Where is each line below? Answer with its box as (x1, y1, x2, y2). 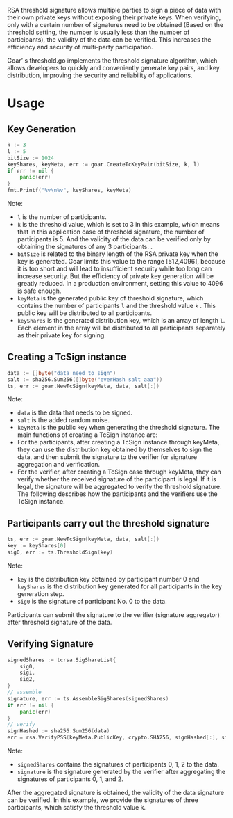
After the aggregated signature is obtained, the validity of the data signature (7, 789, 224, 797)
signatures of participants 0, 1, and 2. (17, 775, 123, 783)
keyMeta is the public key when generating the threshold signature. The (17, 424, 220, 432)
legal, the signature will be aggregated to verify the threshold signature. (17, 483, 222, 491)
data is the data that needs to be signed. (17, 408, 133, 417)
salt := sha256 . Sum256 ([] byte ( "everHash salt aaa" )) (7, 376, 163, 383)
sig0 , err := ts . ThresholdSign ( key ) (7, 549, 113, 556)
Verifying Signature (7, 638, 94, 650)
